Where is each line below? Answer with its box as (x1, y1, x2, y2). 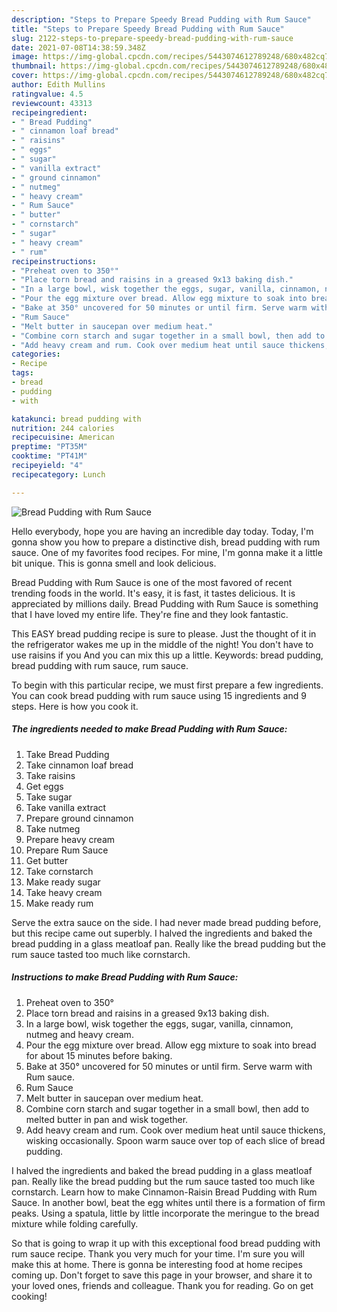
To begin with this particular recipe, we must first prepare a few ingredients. (11, 679, 324, 691)
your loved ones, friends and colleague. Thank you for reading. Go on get (11, 1279, 314, 1291)
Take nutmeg (25, 822, 81, 835)
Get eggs (25, 780, 64, 792)
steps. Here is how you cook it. (11, 700, 139, 712)
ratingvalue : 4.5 (11, 89, 84, 99)
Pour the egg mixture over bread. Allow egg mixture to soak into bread (25, 1039, 317, 1051)
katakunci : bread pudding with (11, 414, 142, 424)
